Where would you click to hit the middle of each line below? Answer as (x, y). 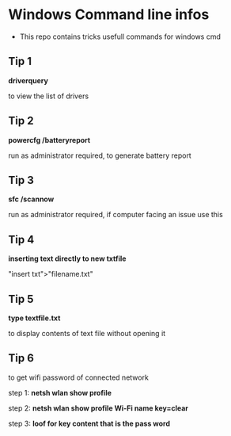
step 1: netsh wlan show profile (60, 392)
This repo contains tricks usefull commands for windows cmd (120, 36)
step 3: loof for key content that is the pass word (89, 423)
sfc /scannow (31, 199)
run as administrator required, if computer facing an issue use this (116, 215)
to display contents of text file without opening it (87, 333)
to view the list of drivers (49, 96)
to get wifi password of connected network (78, 377)
